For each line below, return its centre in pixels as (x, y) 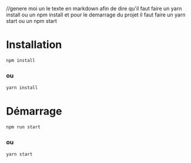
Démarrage (34, 112)
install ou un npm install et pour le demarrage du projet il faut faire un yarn (96, 15)
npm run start (24, 127)
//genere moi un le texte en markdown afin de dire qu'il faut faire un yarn (94, 9)
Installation (34, 45)
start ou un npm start (32, 21)
